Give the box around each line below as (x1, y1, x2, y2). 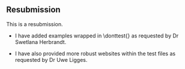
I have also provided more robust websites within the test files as (14, 50, 176, 57)
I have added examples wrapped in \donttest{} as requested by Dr (14, 32, 179, 39)
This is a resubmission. (6, 20, 63, 27)
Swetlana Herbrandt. (14, 38, 67, 45)
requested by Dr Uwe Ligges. (14, 56, 88, 63)
